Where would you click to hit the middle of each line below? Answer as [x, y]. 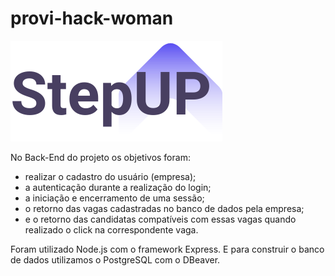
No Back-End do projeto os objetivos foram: [100, 157]
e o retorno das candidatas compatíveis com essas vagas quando [160, 219]
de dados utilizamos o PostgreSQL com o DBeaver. [115, 259]
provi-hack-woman [92, 18]
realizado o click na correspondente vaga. [111, 229]
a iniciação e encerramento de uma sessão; [114, 198]
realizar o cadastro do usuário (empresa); [110, 176]
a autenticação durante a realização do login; [118, 187]
